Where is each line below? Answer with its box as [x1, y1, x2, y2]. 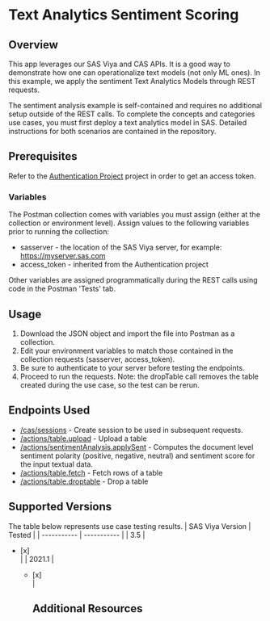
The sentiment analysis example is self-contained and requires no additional [8, 101, 263, 110]
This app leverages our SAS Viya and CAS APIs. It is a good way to [8, 59, 230, 69]
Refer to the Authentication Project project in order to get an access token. [8, 171, 256, 181]
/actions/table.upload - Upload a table [19, 434, 147, 443]
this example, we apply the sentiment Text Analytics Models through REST [8, 77, 256, 86]
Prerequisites [8, 149, 78, 163]
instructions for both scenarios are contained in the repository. [8, 127, 217, 136]
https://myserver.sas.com [19, 251, 106, 261]
